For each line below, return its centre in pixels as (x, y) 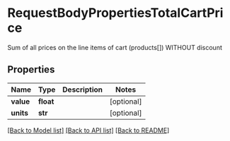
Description (82, 90)
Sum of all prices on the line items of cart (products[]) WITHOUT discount (115, 47)
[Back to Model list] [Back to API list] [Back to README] (88, 130)
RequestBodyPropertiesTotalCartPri (115, 13)
